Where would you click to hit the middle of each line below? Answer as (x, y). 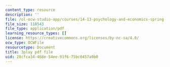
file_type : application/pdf (35, 29)
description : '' (22, 15)
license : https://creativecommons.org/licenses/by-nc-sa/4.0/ (72, 38)
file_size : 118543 (25, 24)
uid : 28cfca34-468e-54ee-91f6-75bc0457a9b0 (52, 57)
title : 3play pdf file (29, 52)
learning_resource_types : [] (36, 33)
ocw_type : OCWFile (25, 43)
